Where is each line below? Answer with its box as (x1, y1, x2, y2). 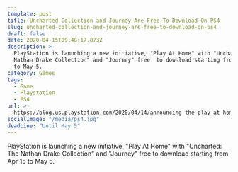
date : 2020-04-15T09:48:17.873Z (7, 37, 103, 44)
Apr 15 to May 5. (7, 156, 55, 165)
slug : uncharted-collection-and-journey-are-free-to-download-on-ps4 (7, 23, 217, 30)
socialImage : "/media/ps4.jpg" (7, 115, 100, 122)
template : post (7, 10, 52, 18)
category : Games (7, 69, 55, 76)
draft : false (7, 30, 46, 38)
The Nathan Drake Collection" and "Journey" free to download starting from (7, 149, 229, 158)
